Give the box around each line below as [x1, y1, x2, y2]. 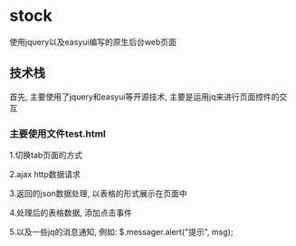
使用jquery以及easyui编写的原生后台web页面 [9, 36, 177, 47]
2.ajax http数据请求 [9, 169, 81, 180]
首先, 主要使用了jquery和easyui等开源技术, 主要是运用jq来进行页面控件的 [9, 91, 280, 102]
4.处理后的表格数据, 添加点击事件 [9, 207, 133, 218]
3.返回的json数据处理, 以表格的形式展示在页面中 [9, 188, 187, 199]
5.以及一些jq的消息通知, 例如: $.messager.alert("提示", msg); [9, 227, 234, 238]
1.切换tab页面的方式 [9, 150, 83, 161]
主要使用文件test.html [9, 128, 106, 140]
